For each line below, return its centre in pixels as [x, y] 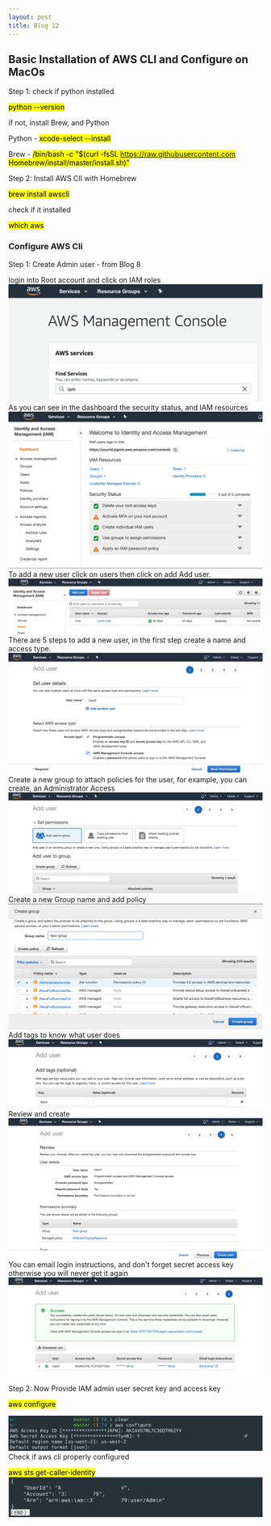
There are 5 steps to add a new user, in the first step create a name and [127, 640]
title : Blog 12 [34, 25]
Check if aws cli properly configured [69, 1456]
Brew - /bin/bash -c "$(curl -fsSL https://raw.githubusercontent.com [122, 155]
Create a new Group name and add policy [77, 900]
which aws [26, 226]
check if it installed [40, 210]
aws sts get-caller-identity [52, 1472]
